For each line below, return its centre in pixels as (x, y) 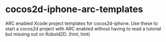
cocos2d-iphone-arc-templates (74, 9)
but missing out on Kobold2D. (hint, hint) (48, 34)
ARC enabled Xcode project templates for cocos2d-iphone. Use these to (82, 23)
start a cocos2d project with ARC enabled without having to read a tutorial (83, 28)
